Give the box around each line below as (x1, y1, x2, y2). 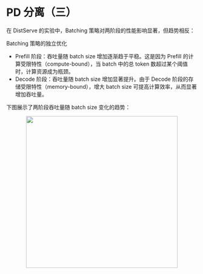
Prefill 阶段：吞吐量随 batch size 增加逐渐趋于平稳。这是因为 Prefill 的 (15, 52, 189, 60)
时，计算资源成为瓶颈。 (15, 67, 74, 75)
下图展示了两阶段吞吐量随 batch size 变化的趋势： (6, 103, 131, 111)
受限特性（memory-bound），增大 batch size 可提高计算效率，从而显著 (20, 83, 197, 90)
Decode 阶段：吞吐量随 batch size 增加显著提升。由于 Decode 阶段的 (15, 75, 188, 83)
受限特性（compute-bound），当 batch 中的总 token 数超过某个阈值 (20, 60, 188, 67)
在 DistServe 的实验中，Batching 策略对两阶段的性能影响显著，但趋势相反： (6, 27, 195, 34)
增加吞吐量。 (15, 91, 47, 98)
